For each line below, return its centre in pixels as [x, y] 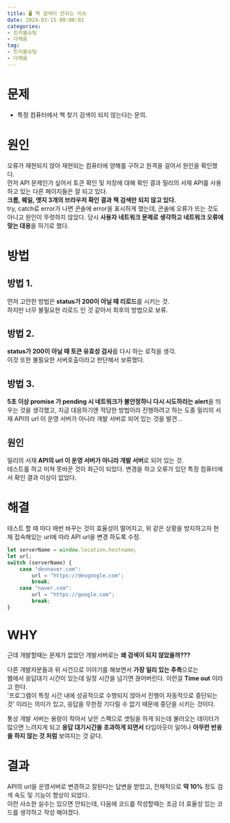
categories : [24, 26]
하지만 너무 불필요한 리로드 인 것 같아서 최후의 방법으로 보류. [88, 309]
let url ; [20, 556]
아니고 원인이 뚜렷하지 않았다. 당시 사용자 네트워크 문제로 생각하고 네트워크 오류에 [115, 217]
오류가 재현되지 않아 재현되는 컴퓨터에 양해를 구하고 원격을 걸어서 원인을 [103, 165]
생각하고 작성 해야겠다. [50, 812]
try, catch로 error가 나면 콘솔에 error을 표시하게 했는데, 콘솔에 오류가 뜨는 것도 [113, 208]
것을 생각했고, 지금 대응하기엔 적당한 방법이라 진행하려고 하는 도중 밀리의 [117, 410]
